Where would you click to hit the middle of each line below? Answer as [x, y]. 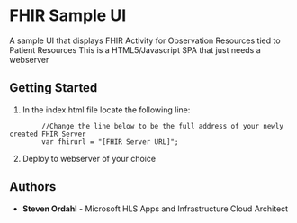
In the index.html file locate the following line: [106, 110]
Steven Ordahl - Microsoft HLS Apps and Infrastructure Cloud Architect [155, 209]
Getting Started [54, 88]
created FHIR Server [48, 134]
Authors [33, 187]
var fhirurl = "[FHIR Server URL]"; [110, 142]
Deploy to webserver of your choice [89, 158]
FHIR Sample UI [68, 16]
